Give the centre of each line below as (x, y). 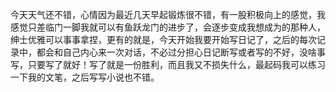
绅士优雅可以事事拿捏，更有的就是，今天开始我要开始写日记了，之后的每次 (163, 39)
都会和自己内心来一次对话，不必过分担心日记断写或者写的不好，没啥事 (181, 52)
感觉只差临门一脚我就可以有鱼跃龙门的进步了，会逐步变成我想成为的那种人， (168, 27)
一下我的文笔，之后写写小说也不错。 (85, 77)
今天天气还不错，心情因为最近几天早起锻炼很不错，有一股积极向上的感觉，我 (168, 14)
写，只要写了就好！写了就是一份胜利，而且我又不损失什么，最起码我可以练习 (168, 64)
